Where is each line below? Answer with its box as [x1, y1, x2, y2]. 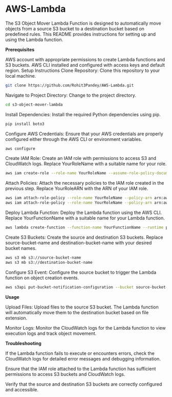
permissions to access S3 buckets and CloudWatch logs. [5, 371, 125, 377]
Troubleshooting [5, 340, 42, 346]
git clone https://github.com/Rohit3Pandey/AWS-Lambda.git [5, 83, 134, 88]
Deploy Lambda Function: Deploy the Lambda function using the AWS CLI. [5, 209, 162, 216]
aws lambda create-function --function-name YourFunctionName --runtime [5, 225, 164, 230]
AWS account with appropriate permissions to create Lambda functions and [5, 56, 165, 62]
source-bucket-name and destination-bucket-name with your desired [5, 240, 152, 246]
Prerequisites [5, 46, 35, 52]
